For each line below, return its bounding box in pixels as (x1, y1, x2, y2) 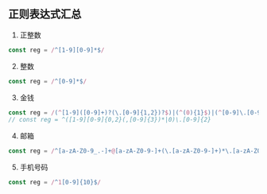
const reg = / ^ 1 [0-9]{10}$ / (8, 178, 102, 187)
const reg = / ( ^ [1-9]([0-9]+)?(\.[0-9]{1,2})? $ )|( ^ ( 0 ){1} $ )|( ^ (8, 108, 222, 117)
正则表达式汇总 (8, 7, 82, 21)
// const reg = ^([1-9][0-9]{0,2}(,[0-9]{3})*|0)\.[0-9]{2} (8, 116, 212, 124)
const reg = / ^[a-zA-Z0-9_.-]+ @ (8, 147, 115, 155)
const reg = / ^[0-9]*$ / (8, 77, 87, 85)
